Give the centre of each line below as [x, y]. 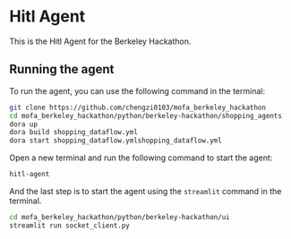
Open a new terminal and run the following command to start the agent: [141, 158]
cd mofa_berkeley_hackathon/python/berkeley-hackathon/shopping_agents [145, 115]
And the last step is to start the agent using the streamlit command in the [145, 191]
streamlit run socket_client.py [69, 226]
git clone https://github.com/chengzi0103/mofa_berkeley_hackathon [138, 107]
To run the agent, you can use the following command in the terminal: [137, 90]
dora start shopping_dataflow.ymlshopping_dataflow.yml [116, 141]
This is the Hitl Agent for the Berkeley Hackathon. [100, 41]
